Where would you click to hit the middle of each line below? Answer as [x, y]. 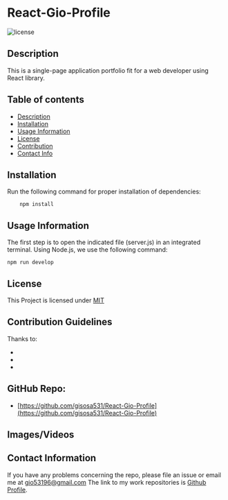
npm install [37, 205]
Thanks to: [22, 338]
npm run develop [30, 262]
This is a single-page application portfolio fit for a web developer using [108, 70]
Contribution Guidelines [60, 322]
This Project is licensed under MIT [56, 300]
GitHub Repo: [37, 389]
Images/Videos [41, 435]
